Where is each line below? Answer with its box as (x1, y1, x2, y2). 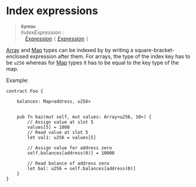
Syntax (20, 24, 36, 29)
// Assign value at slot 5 (27, 119, 94, 125)
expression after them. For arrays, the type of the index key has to (30, 53, 191, 60)
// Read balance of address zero (27, 160, 110, 166)
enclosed (6, 53, 29, 60)
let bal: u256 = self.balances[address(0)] (27, 165, 136, 172)
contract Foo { (6, 88, 44, 94)
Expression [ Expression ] (25, 35, 89, 42)
